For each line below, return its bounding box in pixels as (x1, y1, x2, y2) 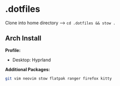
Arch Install (5, 34, 42, 43)
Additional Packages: (5, 66, 51, 72)
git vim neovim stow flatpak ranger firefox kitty (5, 76, 112, 81)
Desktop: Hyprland (12, 57, 51, 63)
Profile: (5, 47, 21, 53)
